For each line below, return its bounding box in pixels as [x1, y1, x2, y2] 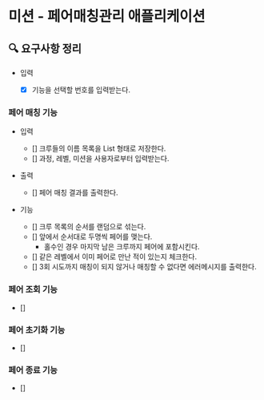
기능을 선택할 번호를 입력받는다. [31, 85, 130, 95]
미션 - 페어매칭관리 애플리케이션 [8, 7, 206, 26]
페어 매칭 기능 [8, 107, 58, 118]
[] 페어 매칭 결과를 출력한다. [31, 188, 118, 197]
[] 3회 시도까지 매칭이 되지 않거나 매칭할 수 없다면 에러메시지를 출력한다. [31, 262, 258, 272]
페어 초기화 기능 [8, 324, 66, 335]
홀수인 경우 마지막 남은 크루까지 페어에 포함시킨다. [43, 242, 200, 252]
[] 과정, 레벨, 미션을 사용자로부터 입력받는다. [31, 154, 170, 164]
